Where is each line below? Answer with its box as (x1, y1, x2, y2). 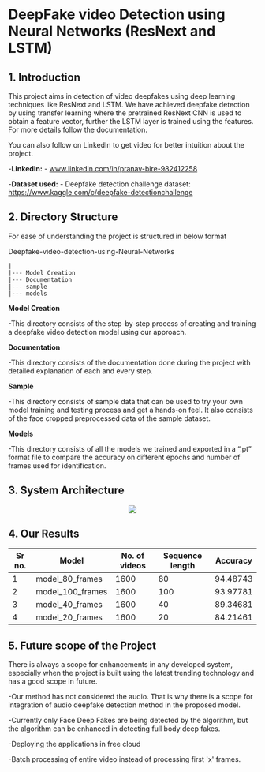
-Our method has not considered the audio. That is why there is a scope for (8, 692, 254, 702)
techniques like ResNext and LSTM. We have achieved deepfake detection (8, 100, 250, 109)
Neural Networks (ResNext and (8, 22, 216, 40)
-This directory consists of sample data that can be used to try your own (8, 396, 243, 406)
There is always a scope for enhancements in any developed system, (8, 660, 233, 669)
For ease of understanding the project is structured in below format (8, 231, 227, 241)
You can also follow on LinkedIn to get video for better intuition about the (8, 141, 244, 149)
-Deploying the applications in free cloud (8, 740, 141, 749)
